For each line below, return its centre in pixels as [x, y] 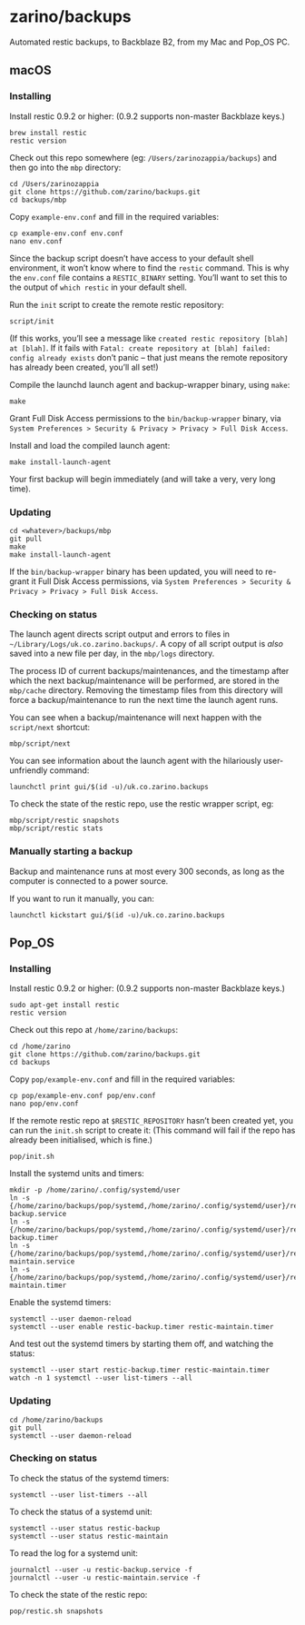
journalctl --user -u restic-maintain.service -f [105, 1578]
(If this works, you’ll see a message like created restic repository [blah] [149, 338]
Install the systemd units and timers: [77, 1174]
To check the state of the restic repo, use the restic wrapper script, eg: [142, 804]
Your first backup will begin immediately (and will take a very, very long [143, 479]
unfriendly [29, 770]
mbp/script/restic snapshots [64, 821]
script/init [32, 321]
